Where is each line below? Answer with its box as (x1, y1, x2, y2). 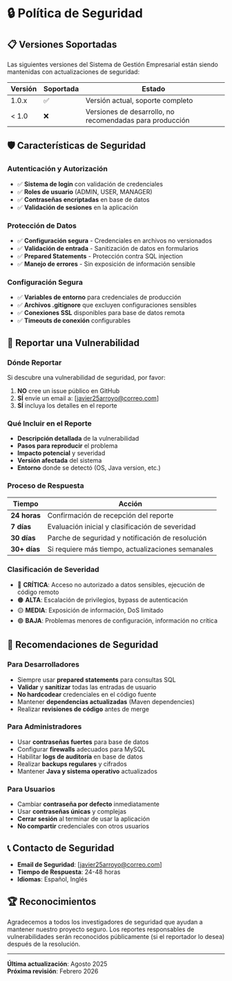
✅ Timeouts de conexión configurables (17, 316, 131, 325)
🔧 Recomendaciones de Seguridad (7, 639, 159, 651)
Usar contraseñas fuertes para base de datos (17, 737, 149, 746)
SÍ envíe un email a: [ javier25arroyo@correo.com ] (17, 394, 159, 402)
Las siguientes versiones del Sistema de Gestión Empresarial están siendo (7, 60, 219, 68)
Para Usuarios (7, 784, 55, 794)
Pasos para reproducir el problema (17, 441, 118, 450)
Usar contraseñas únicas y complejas (17, 808, 126, 816)
